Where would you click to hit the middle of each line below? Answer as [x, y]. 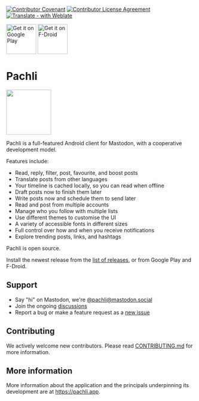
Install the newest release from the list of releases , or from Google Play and [99, 260]
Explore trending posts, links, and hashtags [68, 237]
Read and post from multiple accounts [62, 205]
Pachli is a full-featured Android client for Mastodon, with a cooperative [94, 143]
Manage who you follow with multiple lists [66, 211]
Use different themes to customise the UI [65, 217]
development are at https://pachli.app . [53, 392]
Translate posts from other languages [61, 179]
